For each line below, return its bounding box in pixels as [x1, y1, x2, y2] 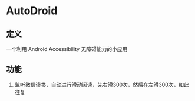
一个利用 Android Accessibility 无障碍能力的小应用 [6, 46, 128, 52]
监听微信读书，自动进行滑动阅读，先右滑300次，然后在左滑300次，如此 [14, 81, 190, 88]
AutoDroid [6, 4, 58, 18]
